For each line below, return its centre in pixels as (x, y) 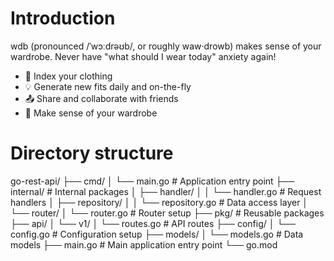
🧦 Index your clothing (68, 76)
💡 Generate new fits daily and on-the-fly (108, 86)
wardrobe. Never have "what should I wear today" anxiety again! (143, 56)
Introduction (63, 18)
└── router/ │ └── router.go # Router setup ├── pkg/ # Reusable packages (167, 213)
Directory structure (92, 153)
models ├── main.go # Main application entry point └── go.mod (144, 244)
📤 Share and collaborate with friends (101, 98)
